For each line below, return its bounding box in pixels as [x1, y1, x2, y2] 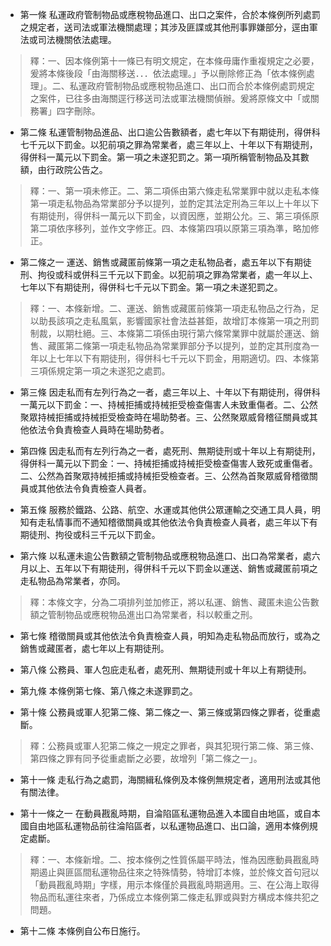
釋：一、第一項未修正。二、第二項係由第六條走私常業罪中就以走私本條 [29, 185, 320, 197]
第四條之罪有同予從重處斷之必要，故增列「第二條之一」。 [29, 753, 263, 764]
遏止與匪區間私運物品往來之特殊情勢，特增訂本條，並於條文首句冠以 [38, 866, 320, 878]
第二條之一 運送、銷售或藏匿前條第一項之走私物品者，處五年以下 [19, 256, 286, 268]
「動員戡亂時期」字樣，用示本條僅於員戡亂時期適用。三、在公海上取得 [29, 879, 320, 890]
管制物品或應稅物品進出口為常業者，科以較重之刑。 [47, 609, 258, 620]
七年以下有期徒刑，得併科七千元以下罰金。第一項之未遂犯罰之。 [19, 281, 283, 293]
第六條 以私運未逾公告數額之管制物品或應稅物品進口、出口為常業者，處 [19, 550, 312, 562]
